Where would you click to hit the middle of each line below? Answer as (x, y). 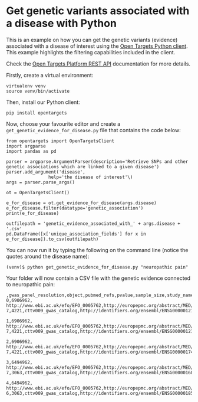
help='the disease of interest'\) (90, 177)
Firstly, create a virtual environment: (50, 75)
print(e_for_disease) (33, 213)
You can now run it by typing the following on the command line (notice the (97, 250)
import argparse (26, 146)
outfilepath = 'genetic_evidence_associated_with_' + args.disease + (93, 223)
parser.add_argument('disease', (46, 172)
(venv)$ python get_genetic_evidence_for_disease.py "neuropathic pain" (97, 267)
